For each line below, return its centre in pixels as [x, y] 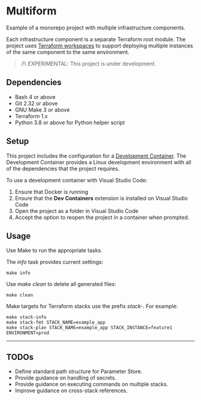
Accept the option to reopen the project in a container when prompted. [102, 217]
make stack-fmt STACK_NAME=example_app [56, 323]
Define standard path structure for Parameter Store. [78, 372]
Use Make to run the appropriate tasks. [54, 251]
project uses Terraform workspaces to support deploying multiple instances [100, 46]
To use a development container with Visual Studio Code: [77, 180]
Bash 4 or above [35, 97]
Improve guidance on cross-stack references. [71, 390]
